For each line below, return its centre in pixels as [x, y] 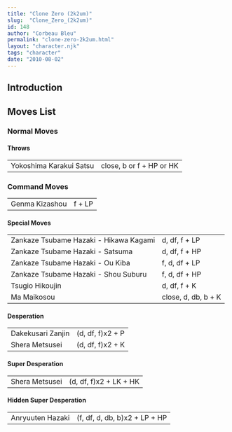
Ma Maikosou [33, 297]
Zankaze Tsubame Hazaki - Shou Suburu [79, 274]
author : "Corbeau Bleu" [42, 33]
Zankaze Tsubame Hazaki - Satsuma [72, 251]
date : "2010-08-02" [36, 60]
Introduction [35, 88]
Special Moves [29, 223]
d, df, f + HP [182, 251]
